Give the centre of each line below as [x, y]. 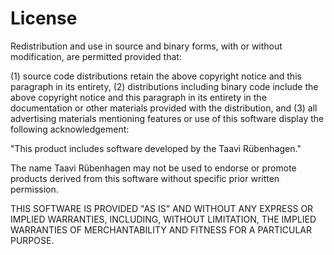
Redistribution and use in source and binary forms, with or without [146, 46]
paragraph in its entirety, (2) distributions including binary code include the [164, 86]
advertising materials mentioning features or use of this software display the [167, 118]
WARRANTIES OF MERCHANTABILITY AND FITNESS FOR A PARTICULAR [161, 229]
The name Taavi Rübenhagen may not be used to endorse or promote [153, 168]
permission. [34, 189]
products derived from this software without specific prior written [145, 178]
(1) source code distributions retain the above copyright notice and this [156, 76]
